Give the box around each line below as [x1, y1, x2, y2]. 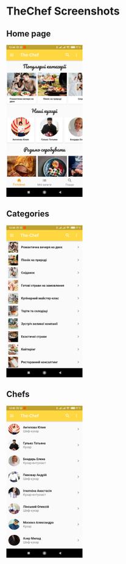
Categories [6, 208, 50, 219]
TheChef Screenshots [6, 4, 120, 18]
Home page [6, 29, 51, 39]
